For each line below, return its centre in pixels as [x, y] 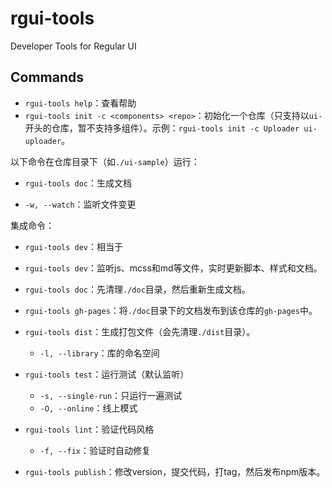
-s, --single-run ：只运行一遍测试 [111, 395]
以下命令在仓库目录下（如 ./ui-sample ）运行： [105, 161]
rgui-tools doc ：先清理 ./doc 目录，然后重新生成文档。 [137, 289]
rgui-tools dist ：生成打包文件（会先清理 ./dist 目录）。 [140, 331]
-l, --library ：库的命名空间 [99, 353]
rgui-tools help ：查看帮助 [80, 103]
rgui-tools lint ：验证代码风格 [89, 429]
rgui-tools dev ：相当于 [74, 246]
